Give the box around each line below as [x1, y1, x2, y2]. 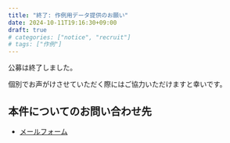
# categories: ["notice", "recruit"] [8, 33, 131, 41]
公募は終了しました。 [8, 63, 77, 73]
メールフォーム [19, 127, 68, 136]
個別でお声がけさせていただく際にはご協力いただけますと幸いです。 [8, 80, 227, 89]
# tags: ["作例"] [8, 41, 63, 48]
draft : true [8, 26, 47, 34]
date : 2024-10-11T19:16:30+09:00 [8, 19, 117, 27]
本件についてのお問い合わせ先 [8, 105, 153, 118]
